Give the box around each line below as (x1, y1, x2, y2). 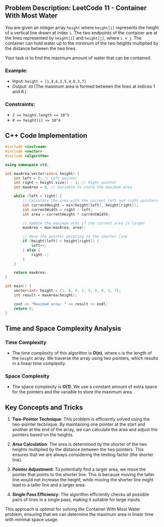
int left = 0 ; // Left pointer (14, 176, 78, 181)
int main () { (5, 284, 32, 288)
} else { (22, 247, 41, 253)
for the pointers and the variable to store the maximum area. (12, 389, 133, 395)
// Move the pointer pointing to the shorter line (22, 234, 128, 239)
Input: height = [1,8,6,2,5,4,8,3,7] (12, 78, 86, 84)
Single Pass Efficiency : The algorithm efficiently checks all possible (12, 492, 150, 498)
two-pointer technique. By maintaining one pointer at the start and (12, 421, 145, 428)
